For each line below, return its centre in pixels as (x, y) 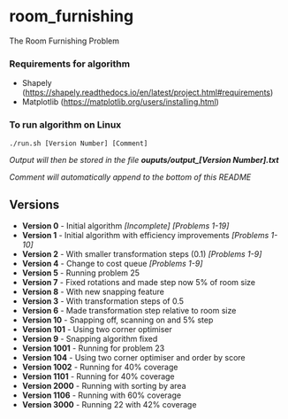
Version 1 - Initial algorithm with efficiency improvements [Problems (145, 236)
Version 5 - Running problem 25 (80, 273)
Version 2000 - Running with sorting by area (104, 386)
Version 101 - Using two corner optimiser (97, 330)
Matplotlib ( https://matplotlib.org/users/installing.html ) (120, 102)
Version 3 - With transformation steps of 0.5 (102, 301)
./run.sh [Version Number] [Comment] (79, 144)
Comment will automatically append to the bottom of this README (130, 177)
